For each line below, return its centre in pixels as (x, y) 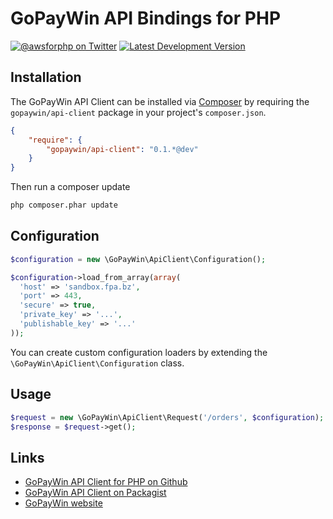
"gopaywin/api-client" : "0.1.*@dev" (122, 149)
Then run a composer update (70, 187)
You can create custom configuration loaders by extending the (139, 352)
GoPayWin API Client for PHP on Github (106, 482)
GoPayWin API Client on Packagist (95, 493)
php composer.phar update (64, 205)
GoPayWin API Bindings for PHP (146, 18)
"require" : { (55, 140)
